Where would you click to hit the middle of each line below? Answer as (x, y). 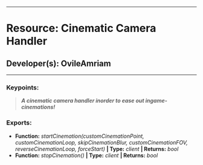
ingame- (156, 101)
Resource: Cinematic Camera (81, 28)
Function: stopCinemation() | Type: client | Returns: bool (86, 155)
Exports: (19, 123)
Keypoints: (23, 87)
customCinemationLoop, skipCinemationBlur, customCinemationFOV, (101, 142)
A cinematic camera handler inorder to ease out (82, 101)
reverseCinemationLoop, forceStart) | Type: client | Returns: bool (97, 149)
